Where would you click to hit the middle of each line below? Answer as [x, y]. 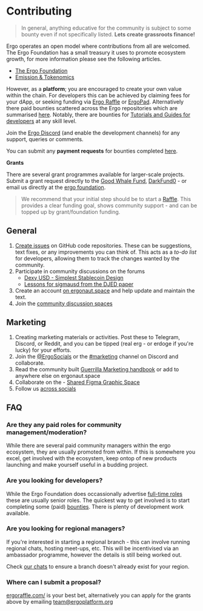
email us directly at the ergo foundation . [56, 187]
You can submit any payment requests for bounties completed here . [92, 151]
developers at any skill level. [42, 121]
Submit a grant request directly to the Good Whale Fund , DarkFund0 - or [97, 180]
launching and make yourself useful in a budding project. [77, 465]
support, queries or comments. [45, 139]
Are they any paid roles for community [64, 424]
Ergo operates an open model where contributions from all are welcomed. [98, 46]
